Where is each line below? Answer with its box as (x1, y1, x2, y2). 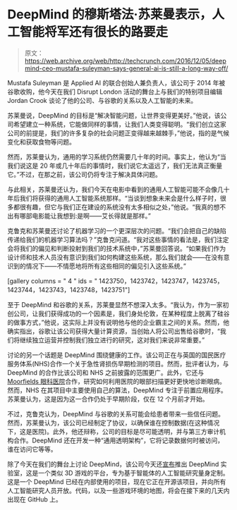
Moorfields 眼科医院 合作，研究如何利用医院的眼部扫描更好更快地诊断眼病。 (7, 377, 226, 385)
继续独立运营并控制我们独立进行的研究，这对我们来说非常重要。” (19, 335, 205, 344)
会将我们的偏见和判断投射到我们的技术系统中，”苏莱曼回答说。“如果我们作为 (7, 244, 226, 252)
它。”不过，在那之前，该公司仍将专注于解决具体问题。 (7, 170, 162, 178)
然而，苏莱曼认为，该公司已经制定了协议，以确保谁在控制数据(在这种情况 (7, 418, 220, 427)
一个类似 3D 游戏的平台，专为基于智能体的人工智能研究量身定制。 (37, 468, 229, 477)
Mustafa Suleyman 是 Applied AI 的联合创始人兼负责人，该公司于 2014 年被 (7, 78, 226, 87)
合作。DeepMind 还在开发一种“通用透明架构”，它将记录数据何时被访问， (13, 436, 224, 444)
